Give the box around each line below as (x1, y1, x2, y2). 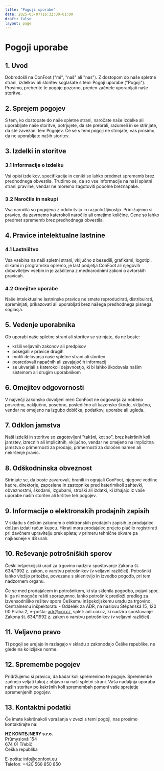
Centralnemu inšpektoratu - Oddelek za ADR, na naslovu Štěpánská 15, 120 (5, 603, 157, 609)
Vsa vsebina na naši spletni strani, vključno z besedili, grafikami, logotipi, (5, 257, 152, 263)
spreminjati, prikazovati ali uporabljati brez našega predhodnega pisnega (5, 301, 152, 307)
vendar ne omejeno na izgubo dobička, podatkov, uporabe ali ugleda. (5, 407, 145, 413)
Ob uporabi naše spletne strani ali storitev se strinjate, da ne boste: (5, 334, 141, 340)
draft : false (5, 16, 32, 21)
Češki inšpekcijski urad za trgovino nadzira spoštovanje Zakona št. (5, 562, 140, 569)
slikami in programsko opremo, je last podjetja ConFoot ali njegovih (5, 262, 141, 268)
